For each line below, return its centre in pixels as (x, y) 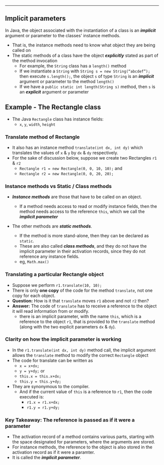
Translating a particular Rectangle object (54, 275)
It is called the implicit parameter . (47, 458)
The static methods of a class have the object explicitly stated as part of (85, 55)
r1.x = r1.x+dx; (43, 402)
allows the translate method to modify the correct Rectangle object (80, 355)
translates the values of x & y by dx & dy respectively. (65, 153)
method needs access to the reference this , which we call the (82, 211)
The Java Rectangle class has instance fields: (58, 119)
